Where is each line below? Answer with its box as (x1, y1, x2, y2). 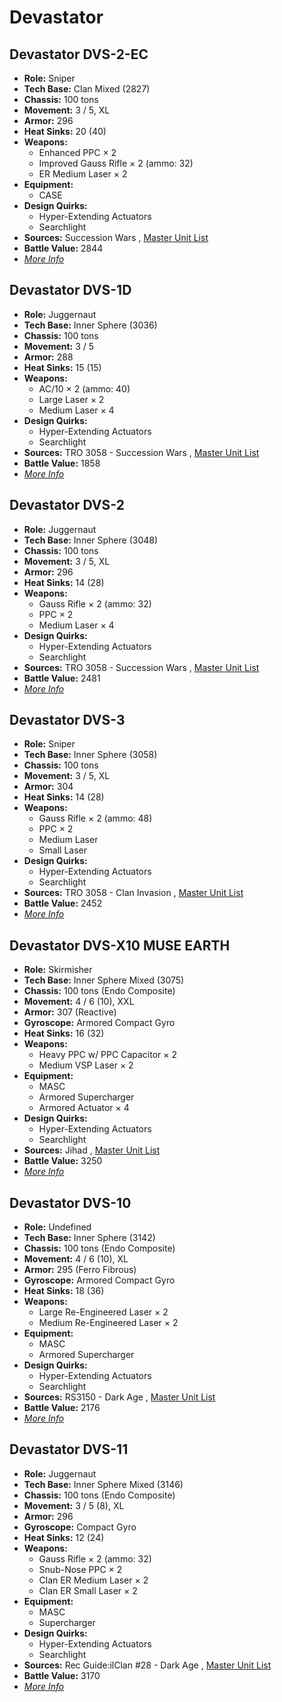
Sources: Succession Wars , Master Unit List (23, 232, 209, 243)
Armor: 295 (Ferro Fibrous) (23, 1264, 137, 1276)
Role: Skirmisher (23, 964, 93, 976)
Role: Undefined (23, 1221, 92, 1233)
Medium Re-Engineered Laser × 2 (38, 1317, 179, 1329)
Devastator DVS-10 (9, 1194, 132, 1211)
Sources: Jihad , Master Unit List (23, 1144, 161, 1156)
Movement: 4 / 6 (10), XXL (23, 996, 135, 1008)
